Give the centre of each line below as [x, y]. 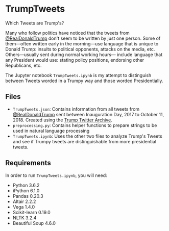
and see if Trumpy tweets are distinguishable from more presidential [84, 141]
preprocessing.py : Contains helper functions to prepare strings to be [85, 125]
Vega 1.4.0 [24, 207]
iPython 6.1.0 [26, 190]
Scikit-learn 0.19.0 [32, 212]
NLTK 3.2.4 [25, 218]
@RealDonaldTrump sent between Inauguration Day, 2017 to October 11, [88, 114]
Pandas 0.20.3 [28, 196]
